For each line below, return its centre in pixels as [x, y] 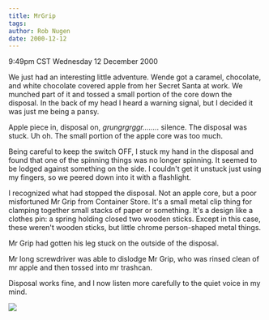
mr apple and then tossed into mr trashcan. [80, 267]
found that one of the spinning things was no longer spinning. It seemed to [133, 160]
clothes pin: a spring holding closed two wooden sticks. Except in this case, [134, 219]
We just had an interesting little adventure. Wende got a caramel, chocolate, [135, 77]
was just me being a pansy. [54, 112]
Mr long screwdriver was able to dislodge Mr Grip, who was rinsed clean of [134, 259]
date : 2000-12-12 [38, 38]
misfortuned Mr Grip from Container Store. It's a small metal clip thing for [130, 202]
